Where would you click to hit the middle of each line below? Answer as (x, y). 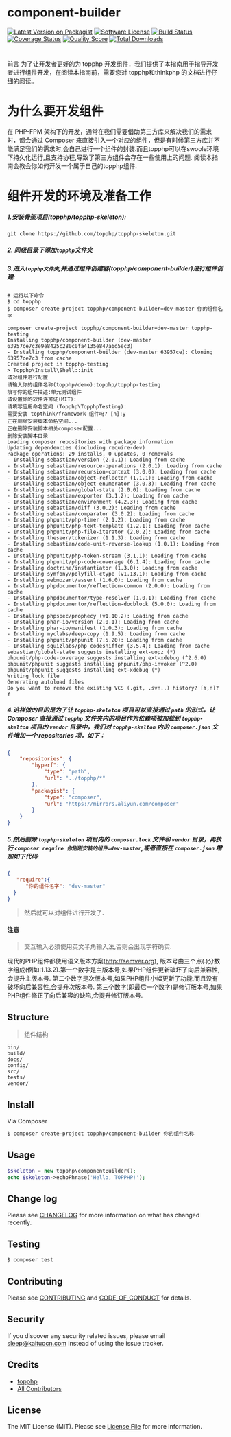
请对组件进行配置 (28, 377)
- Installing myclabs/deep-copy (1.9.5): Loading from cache (96, 634)
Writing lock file (33, 676)
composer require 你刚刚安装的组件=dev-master (78, 848)
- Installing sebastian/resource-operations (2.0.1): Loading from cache (115, 466)
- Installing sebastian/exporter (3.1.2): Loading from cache (98, 495)
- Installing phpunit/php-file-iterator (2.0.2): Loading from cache (109, 532)
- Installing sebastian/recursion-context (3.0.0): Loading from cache (111, 471)
